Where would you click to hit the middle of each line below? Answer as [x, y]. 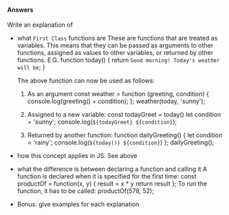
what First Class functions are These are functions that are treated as [117, 38]
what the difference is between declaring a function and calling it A [112, 169]
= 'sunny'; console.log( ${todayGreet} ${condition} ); [102, 122]
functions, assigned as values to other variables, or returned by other [115, 53]
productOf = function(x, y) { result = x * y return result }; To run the [112, 184]
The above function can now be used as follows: [86, 81]
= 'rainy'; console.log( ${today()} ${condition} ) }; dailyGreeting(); [121, 143]
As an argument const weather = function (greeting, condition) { [118, 94]
